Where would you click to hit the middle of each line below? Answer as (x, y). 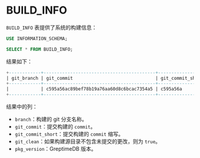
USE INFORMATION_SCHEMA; (37, 38)
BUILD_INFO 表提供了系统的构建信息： (51, 27)
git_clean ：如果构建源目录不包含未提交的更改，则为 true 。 (87, 141)
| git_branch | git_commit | (82, 78)
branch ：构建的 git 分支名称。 (51, 120)
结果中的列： (22, 107)
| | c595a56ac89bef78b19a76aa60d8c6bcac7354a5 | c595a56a (94, 89)
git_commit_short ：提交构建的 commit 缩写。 (69, 134)
